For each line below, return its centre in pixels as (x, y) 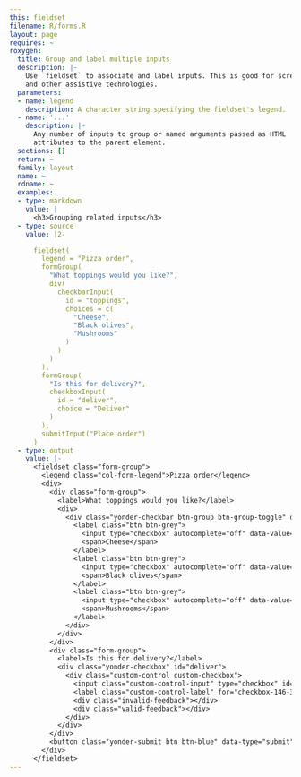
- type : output (46, 450)
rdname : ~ (35, 185)
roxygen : (26, 51)
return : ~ (35, 159)
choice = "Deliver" (93, 409)
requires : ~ (31, 43)
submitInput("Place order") (94, 434)
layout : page (34, 34)
